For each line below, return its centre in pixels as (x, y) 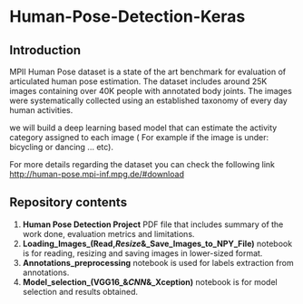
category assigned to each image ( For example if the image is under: (139, 137)
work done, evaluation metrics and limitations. (108, 233)
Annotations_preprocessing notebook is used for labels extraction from (158, 262)
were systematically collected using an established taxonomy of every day (148, 100)
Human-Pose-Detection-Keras (127, 17)
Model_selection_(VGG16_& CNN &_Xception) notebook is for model (150, 281)
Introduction (45, 50)
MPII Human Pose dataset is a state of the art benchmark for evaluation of (148, 71)
